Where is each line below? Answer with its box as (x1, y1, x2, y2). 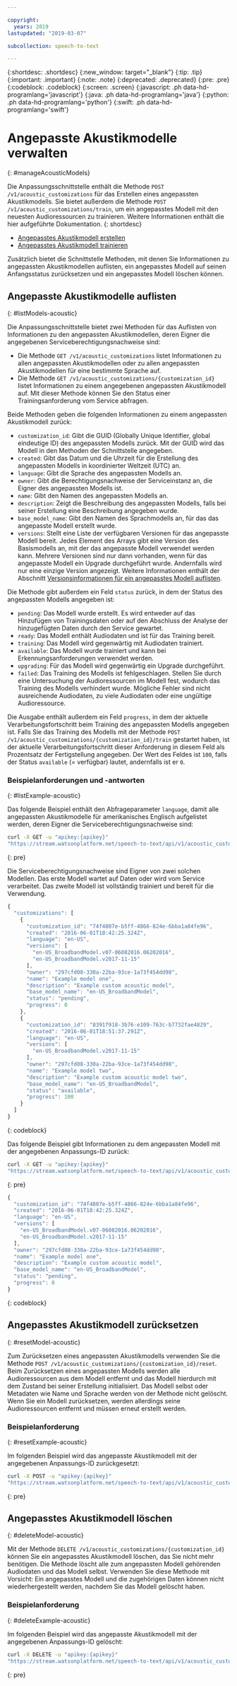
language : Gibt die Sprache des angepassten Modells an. (17, 469, 183, 477)
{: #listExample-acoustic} (7, 791, 81, 800)
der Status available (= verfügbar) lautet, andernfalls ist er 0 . (7, 757, 186, 766)
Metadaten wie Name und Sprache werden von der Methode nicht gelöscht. (7, 1389, 228, 1398)
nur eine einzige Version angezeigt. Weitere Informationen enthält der (17, 567, 220, 574)
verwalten (7, 146, 68, 161)
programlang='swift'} (7, 105, 69, 114)
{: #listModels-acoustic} (7, 309, 78, 317)
